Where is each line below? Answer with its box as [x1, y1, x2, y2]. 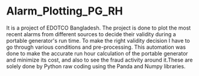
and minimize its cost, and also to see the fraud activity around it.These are [6, 56, 193, 63]
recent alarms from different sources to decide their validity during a [6, 30, 176, 37]
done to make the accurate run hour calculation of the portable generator [6, 49, 188, 57]
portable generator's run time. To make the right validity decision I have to [6, 37, 190, 44]
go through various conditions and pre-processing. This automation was [6, 43, 186, 51]
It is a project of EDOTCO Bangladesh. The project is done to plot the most [6, 24, 191, 31]
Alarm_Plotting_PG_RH [6, 4, 124, 18]
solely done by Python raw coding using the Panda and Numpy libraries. [6, 62, 186, 70]
